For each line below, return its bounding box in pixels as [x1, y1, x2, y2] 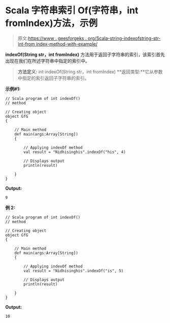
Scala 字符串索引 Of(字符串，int [5, 5, 139, 16]
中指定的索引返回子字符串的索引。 [17, 75, 89, 81]
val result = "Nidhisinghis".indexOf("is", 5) [23, 268, 124, 273]
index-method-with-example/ [36, 41, 98, 47]
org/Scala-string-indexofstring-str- [87, 35, 161, 41]
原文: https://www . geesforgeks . [17, 35, 87, 41]
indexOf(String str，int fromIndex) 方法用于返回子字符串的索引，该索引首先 [5, 51, 165, 58]
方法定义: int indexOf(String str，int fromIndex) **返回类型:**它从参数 [17, 68, 163, 74]
